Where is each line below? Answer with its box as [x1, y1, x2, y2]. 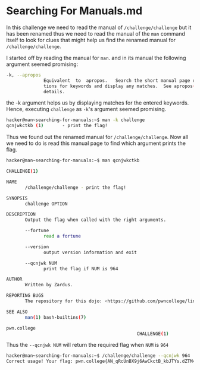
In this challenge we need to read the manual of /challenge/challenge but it [6, 24, 192, 31]
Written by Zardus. [24, 282, 73, 288]
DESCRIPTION [6, 211, 36, 217]
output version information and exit [43, 249, 137, 255]
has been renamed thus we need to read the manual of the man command [6, 30, 186, 37]
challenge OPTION [24, 201, 68, 207]
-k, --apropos [6, 72, 42, 78]
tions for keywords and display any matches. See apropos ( [43, 83, 196, 89]
